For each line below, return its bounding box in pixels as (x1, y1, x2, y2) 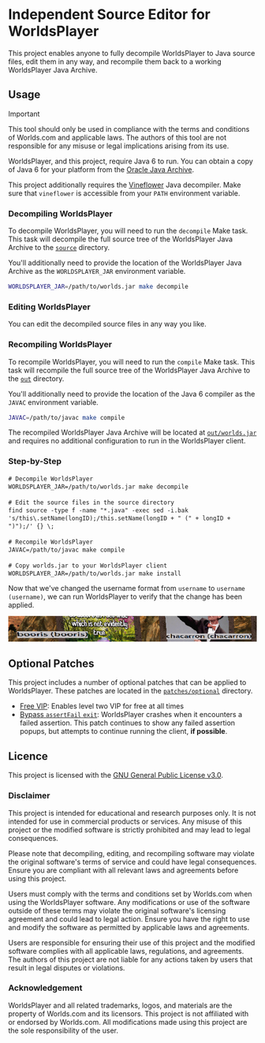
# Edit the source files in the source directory (8, 499, 175, 507)
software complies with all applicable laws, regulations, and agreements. (8, 946, 244, 955)
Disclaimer (8, 791, 50, 802)
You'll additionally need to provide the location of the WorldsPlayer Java (8, 258, 242, 267)
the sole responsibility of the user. (8, 1026, 118, 1035)
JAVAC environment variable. (8, 397, 99, 407)
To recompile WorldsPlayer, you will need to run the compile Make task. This (8, 357, 256, 366)
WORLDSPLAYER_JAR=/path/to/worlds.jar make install (8, 570, 181, 578)
